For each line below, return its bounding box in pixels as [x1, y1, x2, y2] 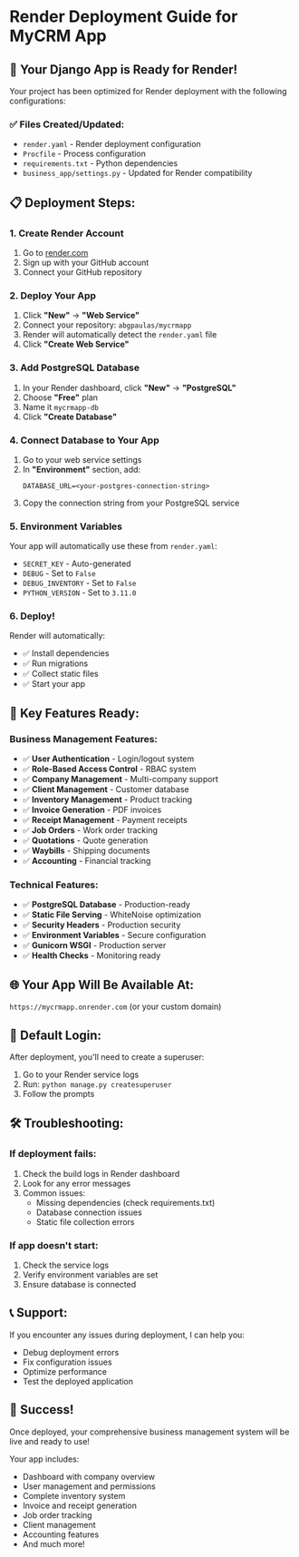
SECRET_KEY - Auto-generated [22, 558, 131, 569]
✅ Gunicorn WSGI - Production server [22, 940, 167, 951]
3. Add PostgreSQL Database [9, 361, 140, 374]
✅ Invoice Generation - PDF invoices [22, 805, 162, 816]
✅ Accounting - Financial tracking [22, 856, 151, 867]
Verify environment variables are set [22, 1269, 159, 1280]
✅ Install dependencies [22, 648, 110, 659]
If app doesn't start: [9, 1239, 99, 1251]
